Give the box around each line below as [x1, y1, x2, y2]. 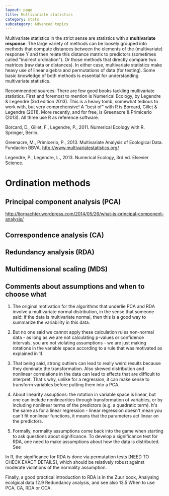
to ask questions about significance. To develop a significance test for [12, 434, 158, 440]
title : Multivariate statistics [5, 12, 73, 17]
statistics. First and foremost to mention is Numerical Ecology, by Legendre [5, 93, 161, 99]
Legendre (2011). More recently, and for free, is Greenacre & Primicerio [5, 109, 152, 115]
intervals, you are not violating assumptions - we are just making [12, 340, 147, 346]
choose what [5, 290, 47, 299]
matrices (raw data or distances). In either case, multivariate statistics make [5, 62, 162, 68]
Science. [5, 160, 24, 166]
